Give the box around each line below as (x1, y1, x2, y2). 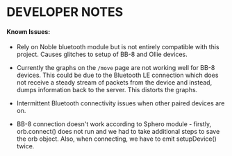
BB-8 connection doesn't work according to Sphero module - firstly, (16, 120, 212, 128)
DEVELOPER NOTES (6, 4, 123, 20)
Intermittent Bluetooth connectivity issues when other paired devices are (16, 99, 225, 107)
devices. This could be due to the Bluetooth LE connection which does (16, 71, 219, 80)
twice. (16, 142, 35, 150)
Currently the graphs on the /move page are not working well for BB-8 (16, 64, 215, 72)
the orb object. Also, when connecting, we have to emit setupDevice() (16, 135, 217, 143)
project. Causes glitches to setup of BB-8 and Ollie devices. (16, 50, 188, 59)
